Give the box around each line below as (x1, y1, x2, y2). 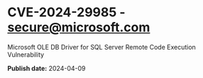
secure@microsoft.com (7, 19, 150, 35)
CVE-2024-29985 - (7, 4, 126, 21)
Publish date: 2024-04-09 (7, 64, 86, 72)
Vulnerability (7, 50, 45, 59)
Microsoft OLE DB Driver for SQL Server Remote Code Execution (7, 43, 197, 51)
